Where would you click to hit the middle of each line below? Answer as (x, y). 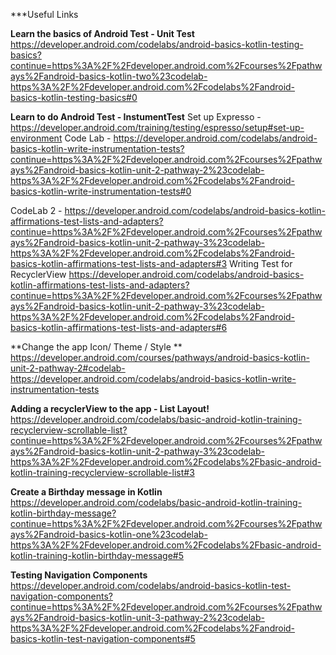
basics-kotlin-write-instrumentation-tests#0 (101, 191)
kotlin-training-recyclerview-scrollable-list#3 (102, 472)
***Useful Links (44, 14)
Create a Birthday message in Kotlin (86, 492)
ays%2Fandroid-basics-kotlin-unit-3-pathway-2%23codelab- (137, 617)
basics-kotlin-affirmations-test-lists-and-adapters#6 (119, 327)
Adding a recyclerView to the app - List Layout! (110, 408)
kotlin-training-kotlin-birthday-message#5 (97, 555)
